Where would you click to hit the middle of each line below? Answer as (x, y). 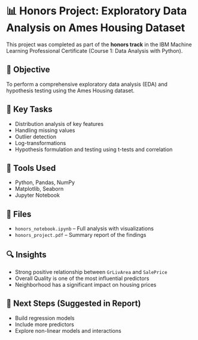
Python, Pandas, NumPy (45, 182)
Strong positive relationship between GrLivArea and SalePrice (91, 272)
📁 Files (19, 214)
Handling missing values (45, 130)
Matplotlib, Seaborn (39, 189)
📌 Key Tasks (29, 109)
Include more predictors (45, 324)
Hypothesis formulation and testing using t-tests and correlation (94, 149)
